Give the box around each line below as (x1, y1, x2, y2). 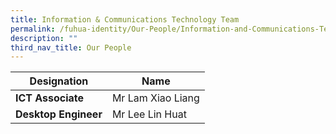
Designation (29, 74, 89, 88)
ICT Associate (15, 91, 85, 105)
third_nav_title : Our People (10, 42, 132, 53)
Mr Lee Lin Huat (111, 107, 187, 121)
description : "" (10, 33, 78, 43)
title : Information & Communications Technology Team (10, 14, 240, 25)
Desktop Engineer (15, 107, 103, 121)
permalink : (10, 24, 56, 34)
